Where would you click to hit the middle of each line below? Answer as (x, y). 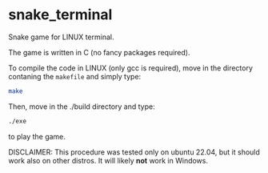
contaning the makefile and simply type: (75, 76)
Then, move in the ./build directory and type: (82, 107)
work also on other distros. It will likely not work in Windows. (108, 160)
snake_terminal (60, 15)
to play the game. (37, 136)
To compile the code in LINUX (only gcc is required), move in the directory (131, 68)
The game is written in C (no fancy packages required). (99, 52)
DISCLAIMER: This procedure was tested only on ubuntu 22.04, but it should (134, 152)
